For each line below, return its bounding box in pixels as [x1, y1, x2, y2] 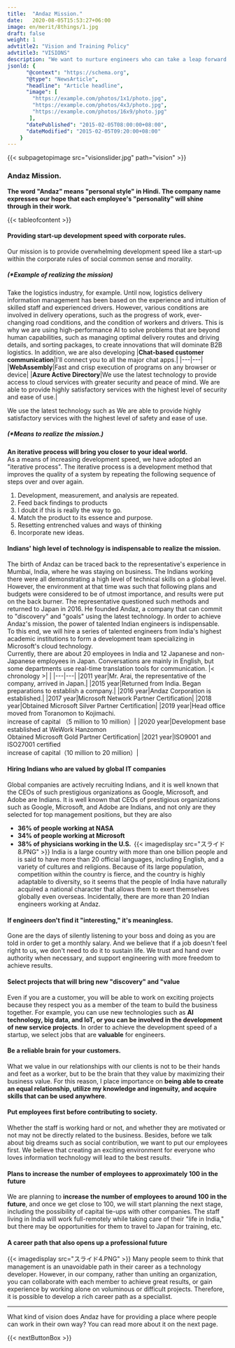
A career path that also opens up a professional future [7, 1238, 168, 1246]
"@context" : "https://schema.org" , [25, 69, 130, 76]
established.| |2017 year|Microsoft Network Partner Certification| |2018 [7, 694, 212, 702]
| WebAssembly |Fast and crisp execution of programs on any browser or [7, 363, 217, 371]
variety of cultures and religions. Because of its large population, [17, 862, 204, 871]
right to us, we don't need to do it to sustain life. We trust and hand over [7, 947, 215, 955]
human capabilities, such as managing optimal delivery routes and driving [7, 333, 220, 341]
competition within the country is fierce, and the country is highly [17, 870, 206, 879]
